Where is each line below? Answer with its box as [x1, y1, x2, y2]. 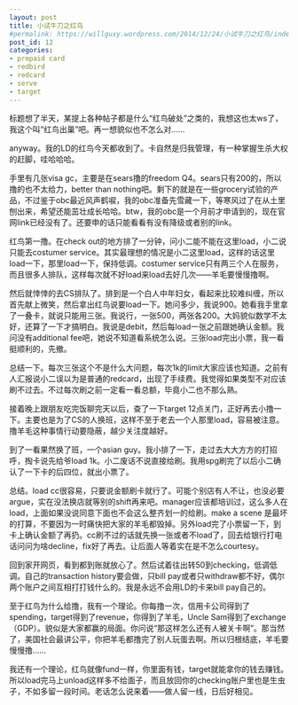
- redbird [9, 63, 46, 72]
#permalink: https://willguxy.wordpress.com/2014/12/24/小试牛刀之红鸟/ [9, 29, 274, 38]
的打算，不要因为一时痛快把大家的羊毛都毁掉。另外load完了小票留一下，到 [9, 518, 282, 529]
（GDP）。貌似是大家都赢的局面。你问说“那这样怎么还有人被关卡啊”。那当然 [9, 623, 286, 633]
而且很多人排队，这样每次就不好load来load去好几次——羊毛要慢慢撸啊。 [9, 269, 274, 279]
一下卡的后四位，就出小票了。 [24, 466, 134, 477]
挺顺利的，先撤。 [9, 343, 72, 354]
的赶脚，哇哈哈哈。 [9, 153, 80, 164]
